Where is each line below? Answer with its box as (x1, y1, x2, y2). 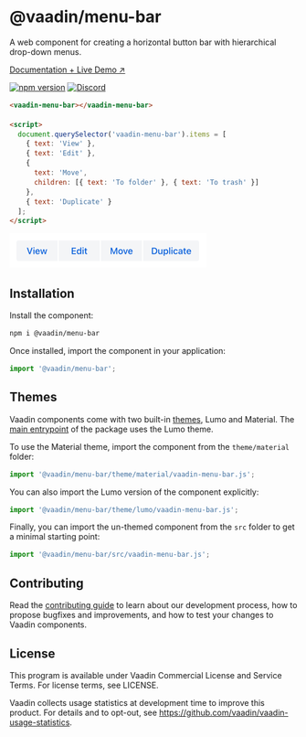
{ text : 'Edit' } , (26, 149, 96, 158)
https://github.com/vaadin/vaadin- (159, 707, 290, 718)
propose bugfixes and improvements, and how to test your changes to (9, 610, 274, 621)
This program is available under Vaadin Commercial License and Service (9, 669, 282, 680)
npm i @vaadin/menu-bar (9, 329, 100, 338)
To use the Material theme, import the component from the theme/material (9, 441, 290, 452)
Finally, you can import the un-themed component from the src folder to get (9, 521, 295, 532)
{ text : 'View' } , (26, 139, 96, 148)
